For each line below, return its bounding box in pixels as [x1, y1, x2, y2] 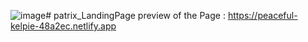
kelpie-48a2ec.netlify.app [10, 20, 117, 32]
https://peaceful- [227, 10, 298, 21]
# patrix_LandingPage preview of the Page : [45, 10, 226, 21]
